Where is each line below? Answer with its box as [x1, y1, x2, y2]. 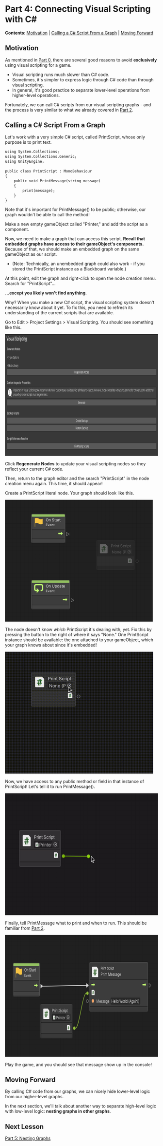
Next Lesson [5, 1122, 44, 1131]
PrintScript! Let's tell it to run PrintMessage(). [5, 783, 96, 789]
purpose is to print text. [5, 139, 52, 145]
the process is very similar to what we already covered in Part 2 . [5, 107, 133, 113]
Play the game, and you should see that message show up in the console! [5, 1061, 152, 1068]
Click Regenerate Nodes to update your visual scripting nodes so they [5, 460, 146, 466]
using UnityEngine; [5, 159, 45, 164]
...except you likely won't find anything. [5, 290, 87, 296]
